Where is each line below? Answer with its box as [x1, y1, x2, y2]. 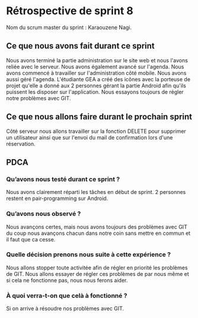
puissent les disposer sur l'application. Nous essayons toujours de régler [6, 88, 184, 96]
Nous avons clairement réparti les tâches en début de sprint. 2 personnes [6, 189, 186, 196]
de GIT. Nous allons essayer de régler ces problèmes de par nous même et [6, 270, 190, 277]
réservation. [6, 140, 36, 147]
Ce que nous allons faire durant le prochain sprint [6, 112, 193, 122]
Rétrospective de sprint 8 [6, 4, 133, 18]
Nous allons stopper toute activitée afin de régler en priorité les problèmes [6, 264, 188, 271]
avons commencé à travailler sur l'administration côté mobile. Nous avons [6, 69, 187, 77]
